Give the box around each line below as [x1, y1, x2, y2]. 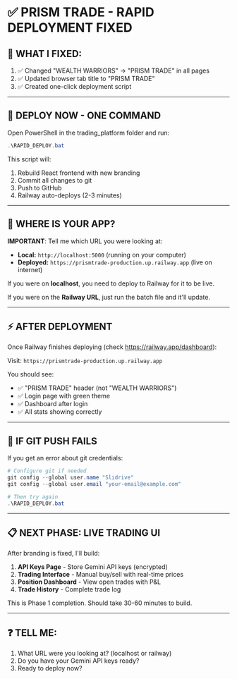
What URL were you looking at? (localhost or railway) [17, 649, 172, 658]
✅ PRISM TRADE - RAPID [7, 4, 154, 20]
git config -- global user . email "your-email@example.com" [7, 480, 181, 487]
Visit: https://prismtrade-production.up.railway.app [7, 357, 163, 365]
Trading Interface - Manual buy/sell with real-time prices [17, 570, 184, 579]
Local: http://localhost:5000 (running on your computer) [17, 250, 187, 259]
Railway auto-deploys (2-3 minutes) [17, 191, 122, 200]
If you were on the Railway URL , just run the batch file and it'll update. [7, 293, 210, 301]
